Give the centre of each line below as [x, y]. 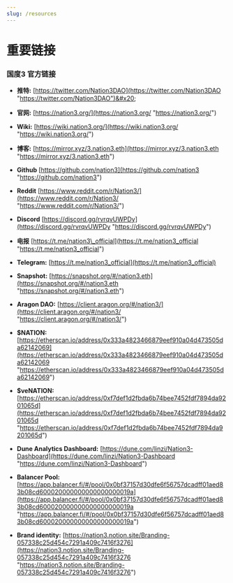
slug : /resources [32, 14]
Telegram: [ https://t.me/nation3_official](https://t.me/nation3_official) [116, 263]
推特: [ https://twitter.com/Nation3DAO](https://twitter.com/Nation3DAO [119, 91]
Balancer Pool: [38, 477]
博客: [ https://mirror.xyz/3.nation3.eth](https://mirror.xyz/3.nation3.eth [118, 149]
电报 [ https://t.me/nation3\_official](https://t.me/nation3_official [107, 241]
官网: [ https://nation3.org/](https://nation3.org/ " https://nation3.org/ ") [116, 113]
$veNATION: [35, 391]
